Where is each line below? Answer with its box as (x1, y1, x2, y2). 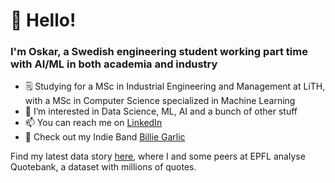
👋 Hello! (10, 9, 77, 32)
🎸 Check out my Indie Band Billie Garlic (24, 131, 186, 143)
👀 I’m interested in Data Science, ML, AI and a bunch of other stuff (24, 105, 298, 118)
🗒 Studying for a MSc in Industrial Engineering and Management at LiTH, (24, 80, 326, 93)
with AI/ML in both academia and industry (10, 57, 218, 71)
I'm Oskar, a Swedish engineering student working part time (10, 45, 308, 59)
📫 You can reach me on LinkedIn (24, 117, 163, 129)
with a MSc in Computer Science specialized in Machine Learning (24, 95, 296, 107)
